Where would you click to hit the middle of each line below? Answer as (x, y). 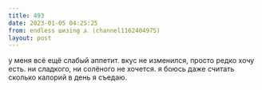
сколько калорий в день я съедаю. (68, 77)
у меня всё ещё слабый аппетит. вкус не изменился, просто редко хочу (131, 61)
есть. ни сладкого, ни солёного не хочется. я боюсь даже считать (121, 69)
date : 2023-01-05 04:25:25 (53, 23)
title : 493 (26, 16)
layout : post (30, 38)
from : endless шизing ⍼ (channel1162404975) (84, 30)
